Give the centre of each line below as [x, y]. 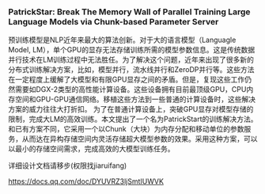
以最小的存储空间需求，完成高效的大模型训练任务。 [91, 149]
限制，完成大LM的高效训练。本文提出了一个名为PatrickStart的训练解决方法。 [133, 119]
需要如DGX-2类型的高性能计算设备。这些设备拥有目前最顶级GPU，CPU [131, 89]
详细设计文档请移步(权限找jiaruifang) [68, 165]
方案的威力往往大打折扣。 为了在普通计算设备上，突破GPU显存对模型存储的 [131, 109]
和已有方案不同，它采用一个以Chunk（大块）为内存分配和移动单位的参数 [126, 129]
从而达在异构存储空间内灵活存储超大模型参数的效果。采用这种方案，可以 [140, 139]
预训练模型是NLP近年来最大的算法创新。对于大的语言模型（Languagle [122, 40]
